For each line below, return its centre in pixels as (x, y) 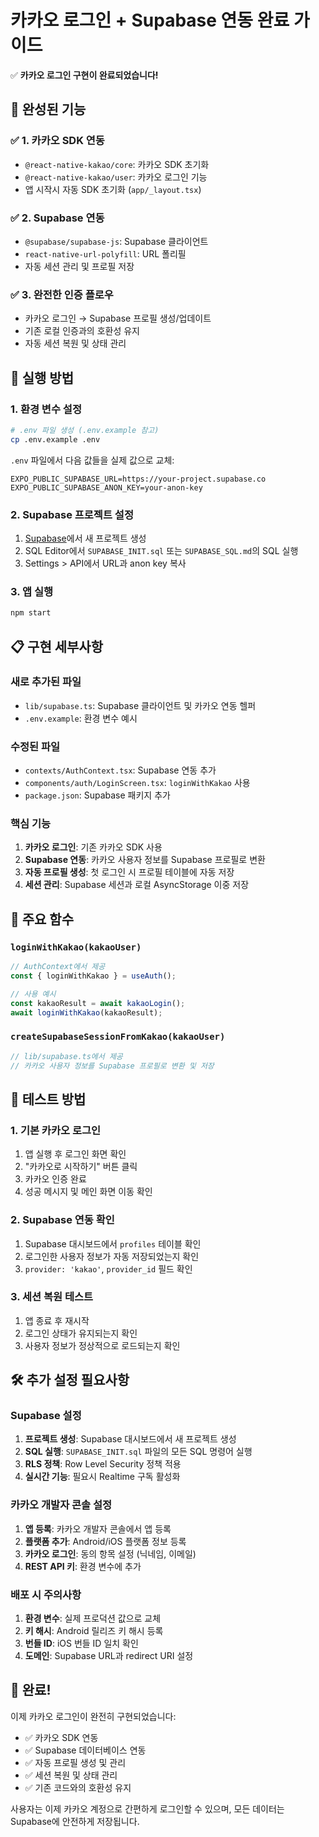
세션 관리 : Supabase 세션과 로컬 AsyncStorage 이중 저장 (137, 885)
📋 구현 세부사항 (56, 646)
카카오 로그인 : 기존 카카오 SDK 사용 (93, 847)
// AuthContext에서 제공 (58, 967)
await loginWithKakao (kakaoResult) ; (86, 1012)
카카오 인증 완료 (55, 1179)
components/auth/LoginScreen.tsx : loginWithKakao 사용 (137, 783)
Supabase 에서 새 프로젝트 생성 (85, 538)
